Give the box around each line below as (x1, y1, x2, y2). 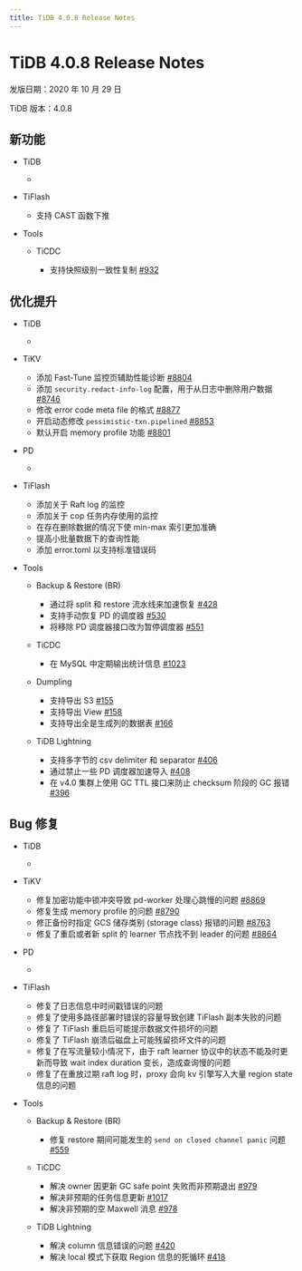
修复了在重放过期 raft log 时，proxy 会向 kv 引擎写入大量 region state (35, 1069, 293, 1079)
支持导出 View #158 (49, 706, 123, 717)
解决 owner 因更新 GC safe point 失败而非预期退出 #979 (49, 1180, 258, 1191)
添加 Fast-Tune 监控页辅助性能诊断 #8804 (35, 373, 193, 383)
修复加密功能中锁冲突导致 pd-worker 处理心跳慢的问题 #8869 (35, 895, 266, 905)
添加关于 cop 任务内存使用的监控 (35, 510, 158, 521)
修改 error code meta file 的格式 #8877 (35, 404, 181, 415)
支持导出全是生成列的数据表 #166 (49, 718, 174, 729)
